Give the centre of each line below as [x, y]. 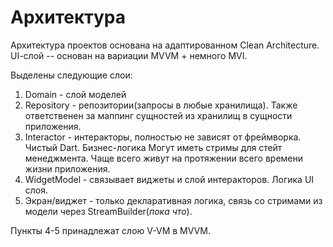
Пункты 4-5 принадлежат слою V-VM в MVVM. [110, 230]
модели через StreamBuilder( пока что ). [108, 211]
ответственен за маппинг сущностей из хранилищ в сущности [158, 115]
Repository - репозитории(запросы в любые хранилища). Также [161, 105]
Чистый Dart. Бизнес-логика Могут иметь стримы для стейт [153, 147]
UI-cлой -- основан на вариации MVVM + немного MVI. [129, 55]
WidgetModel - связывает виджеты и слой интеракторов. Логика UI [169, 179]
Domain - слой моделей [75, 94]
